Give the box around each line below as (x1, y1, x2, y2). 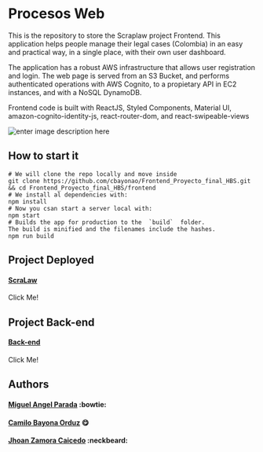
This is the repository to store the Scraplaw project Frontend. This (8, 31, 221, 40)
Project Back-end (8, 315, 95, 329)
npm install (8, 197, 47, 205)
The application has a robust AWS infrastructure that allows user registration (8, 62, 256, 72)
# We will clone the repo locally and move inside (8, 170, 177, 178)
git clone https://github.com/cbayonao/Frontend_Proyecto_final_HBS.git (8, 177, 251, 185)
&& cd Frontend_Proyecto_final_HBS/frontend (8, 184, 156, 192)
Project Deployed (8, 253, 94, 267)
